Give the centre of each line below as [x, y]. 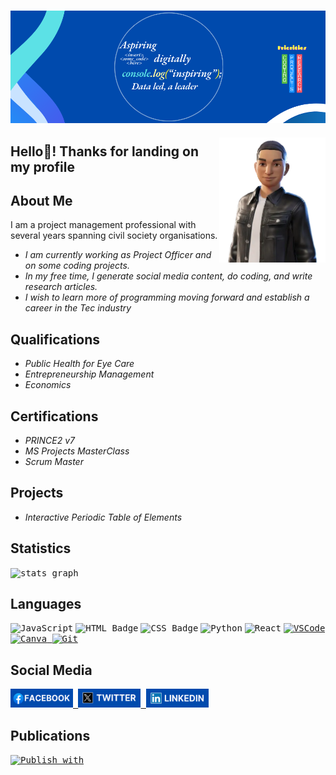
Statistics [41, 548]
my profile [43, 166]
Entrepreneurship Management [89, 374]
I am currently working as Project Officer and [118, 255]
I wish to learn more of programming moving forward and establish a [167, 297]
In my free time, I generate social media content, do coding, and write [168, 276]
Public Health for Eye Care [79, 364]
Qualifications [55, 339]
